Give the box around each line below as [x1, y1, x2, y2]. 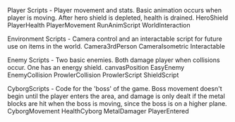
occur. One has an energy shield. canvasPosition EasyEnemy [7, 63, 185, 71]
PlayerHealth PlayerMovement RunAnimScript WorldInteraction [7, 21, 191, 29]
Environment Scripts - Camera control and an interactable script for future [7, 35, 222, 43]
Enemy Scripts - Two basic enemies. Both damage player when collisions [7, 56, 220, 64]
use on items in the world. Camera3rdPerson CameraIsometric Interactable [7, 42, 226, 50]
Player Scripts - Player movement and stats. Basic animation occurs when [7, 6, 222, 14]
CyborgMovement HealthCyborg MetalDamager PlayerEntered [7, 107, 189, 115]
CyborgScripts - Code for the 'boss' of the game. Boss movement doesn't [7, 85, 222, 92]
